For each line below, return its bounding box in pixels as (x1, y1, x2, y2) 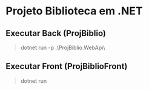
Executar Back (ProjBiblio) (5, 28, 107, 38)
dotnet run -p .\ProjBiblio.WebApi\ (20, 44, 105, 51)
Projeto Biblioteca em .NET (5, 4, 143, 18)
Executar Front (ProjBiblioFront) (5, 61, 128, 71)
